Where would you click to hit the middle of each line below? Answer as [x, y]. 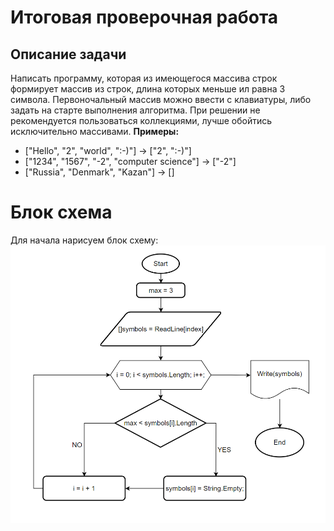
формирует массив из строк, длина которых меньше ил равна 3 [148, 89]
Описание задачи [68, 54]
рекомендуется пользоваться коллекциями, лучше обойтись [141, 120]
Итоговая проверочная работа [144, 17]
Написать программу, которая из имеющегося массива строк [144, 78]
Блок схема [61, 212]
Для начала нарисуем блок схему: [84, 240]
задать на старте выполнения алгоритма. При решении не [135, 110]
